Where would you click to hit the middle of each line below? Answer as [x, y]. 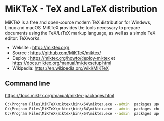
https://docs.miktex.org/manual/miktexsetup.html [61, 63]
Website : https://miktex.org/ [41, 47]
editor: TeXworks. [23, 38]
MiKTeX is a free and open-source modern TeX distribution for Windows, [78, 22]
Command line [28, 84]
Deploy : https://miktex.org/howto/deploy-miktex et [64, 58]
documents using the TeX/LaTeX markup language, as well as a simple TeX [80, 33]
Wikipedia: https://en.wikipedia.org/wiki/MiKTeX [60, 68]
